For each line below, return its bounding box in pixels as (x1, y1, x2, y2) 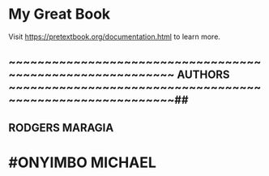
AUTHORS (177, 68, 230, 82)
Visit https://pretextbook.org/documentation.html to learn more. (8, 32, 221, 41)
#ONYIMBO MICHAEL (8, 153, 156, 171)
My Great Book (8, 5, 111, 24)
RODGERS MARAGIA (8, 121, 114, 135)
